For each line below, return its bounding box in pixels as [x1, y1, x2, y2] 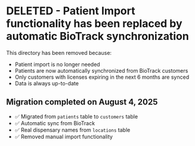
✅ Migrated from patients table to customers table [14, 113, 138, 120]
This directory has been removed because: [6, 49, 112, 56]
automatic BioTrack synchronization [6, 30, 189, 43]
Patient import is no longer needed [14, 61, 100, 68]
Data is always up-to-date [14, 79, 79, 87]
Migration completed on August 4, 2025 [6, 97, 158, 107]
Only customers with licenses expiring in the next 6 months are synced [14, 73, 190, 80]
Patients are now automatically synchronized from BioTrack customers [14, 67, 188, 74]
